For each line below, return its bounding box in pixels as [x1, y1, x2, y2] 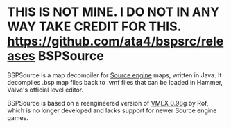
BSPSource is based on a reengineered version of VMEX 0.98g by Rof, [7, 99, 209, 107]
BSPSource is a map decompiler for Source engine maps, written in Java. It [7, 70, 222, 79]
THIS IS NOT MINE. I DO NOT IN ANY [7, 4, 220, 20]
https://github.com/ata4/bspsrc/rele [7, 34, 224, 49]
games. [7, 113, 29, 121]
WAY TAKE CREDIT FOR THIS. [7, 19, 182, 34]
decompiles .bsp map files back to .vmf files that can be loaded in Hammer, [7, 78, 223, 86]
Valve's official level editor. [7, 86, 84, 94]
